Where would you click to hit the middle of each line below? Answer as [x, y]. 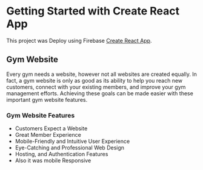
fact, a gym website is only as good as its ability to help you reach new [95, 80]
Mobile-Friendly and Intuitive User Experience [72, 141]
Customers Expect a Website [51, 128]
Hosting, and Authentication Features [62, 154]
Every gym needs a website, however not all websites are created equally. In [101, 74]
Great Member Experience [48, 135]
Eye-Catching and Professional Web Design [70, 148]
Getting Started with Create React [93, 11]
